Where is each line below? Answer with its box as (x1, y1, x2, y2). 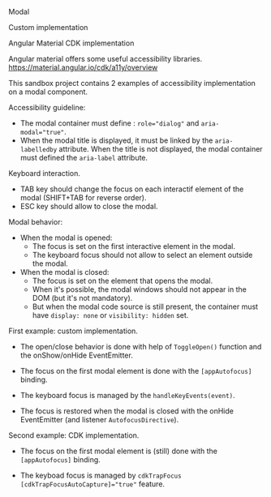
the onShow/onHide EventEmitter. (19, 350, 134, 360)
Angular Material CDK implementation (8, 38, 135, 48)
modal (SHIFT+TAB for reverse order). (19, 193, 147, 202)
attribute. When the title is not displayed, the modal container (58, 144, 263, 153)
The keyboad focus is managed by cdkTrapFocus (19, 470, 182, 480)
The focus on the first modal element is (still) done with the (19, 446, 217, 456)
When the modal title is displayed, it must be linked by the (19, 135, 213, 145)
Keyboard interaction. (8, 169, 81, 178)
